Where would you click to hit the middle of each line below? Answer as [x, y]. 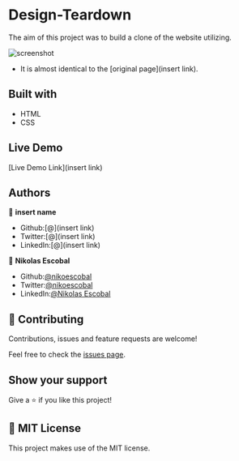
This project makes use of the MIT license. [79, 448]
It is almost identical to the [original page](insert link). [109, 68]
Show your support [58, 380]
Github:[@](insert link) [57, 228]
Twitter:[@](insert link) [58, 237]
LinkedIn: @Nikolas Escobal [65, 294]
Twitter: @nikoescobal [56, 285]
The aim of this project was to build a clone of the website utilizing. [120, 37]
